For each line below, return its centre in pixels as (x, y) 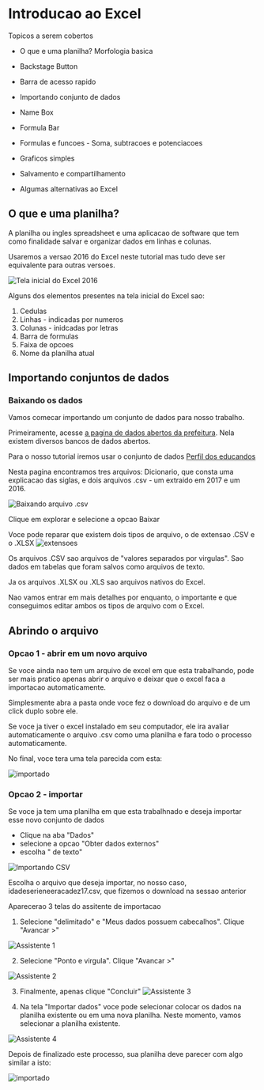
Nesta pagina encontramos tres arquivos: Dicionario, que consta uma (121, 472)
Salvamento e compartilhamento (73, 173)
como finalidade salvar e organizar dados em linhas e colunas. (110, 241)
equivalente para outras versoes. (62, 265)
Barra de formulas (49, 336)
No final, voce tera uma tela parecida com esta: (85, 759)
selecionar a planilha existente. (70, 1024)
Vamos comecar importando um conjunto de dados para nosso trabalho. (126, 418)
